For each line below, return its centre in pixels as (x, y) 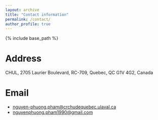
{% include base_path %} (32, 38)
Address (23, 59)
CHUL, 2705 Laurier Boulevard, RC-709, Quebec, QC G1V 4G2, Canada (79, 73)
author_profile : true (28, 24)
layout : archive (22, 10)
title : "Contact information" (37, 15)
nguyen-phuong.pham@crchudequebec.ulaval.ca (64, 107)
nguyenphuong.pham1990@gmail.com (53, 112)
